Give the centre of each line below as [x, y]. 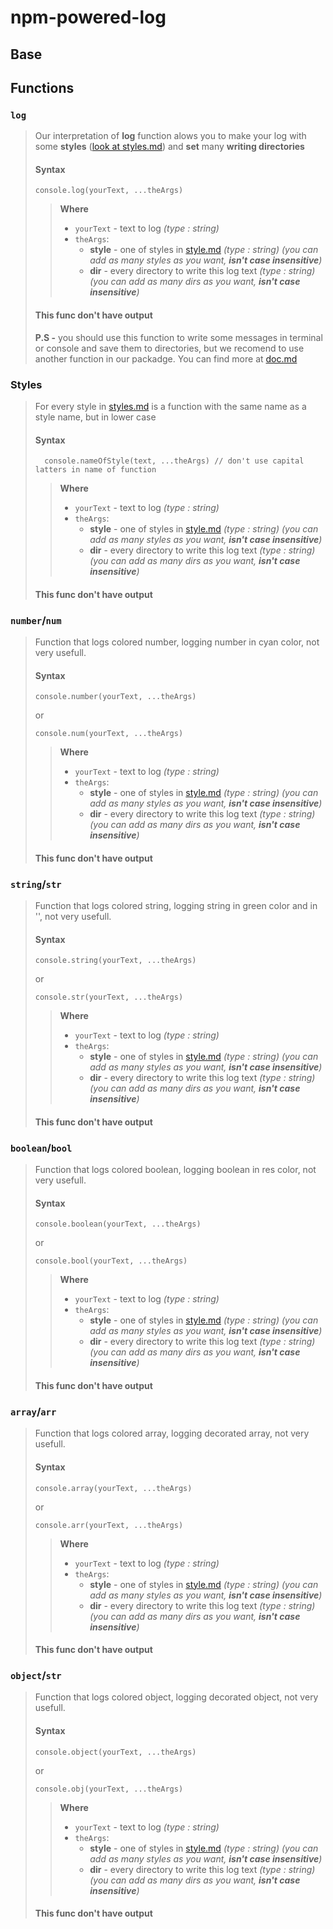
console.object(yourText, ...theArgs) [115, 1752]
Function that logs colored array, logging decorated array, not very [172, 1433]
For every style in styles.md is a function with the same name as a [170, 406]
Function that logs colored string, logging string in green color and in [176, 906]
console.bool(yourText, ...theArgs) [111, 1261]
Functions [42, 87]
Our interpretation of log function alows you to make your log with [170, 136]
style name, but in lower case [95, 417]
